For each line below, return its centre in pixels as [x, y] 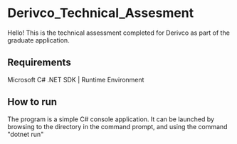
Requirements [39, 63]
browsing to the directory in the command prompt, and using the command [117, 126]
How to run [32, 102]
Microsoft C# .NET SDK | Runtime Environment [76, 79]
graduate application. [38, 40]
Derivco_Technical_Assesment [101, 13]
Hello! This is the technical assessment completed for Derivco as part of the [118, 33]
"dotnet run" [26, 134]
